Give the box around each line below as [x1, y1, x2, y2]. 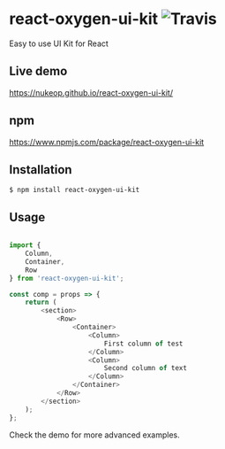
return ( [25, 298, 57, 307]
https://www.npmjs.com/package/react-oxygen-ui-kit [9, 136, 205, 147]
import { [9, 241, 41, 250]
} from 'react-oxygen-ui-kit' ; [9, 274, 124, 283]
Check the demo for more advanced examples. [9, 430, 181, 440]
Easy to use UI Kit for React [9, 38, 109, 49]
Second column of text [103, 364, 188, 373]
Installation [9, 162, 72, 177]
